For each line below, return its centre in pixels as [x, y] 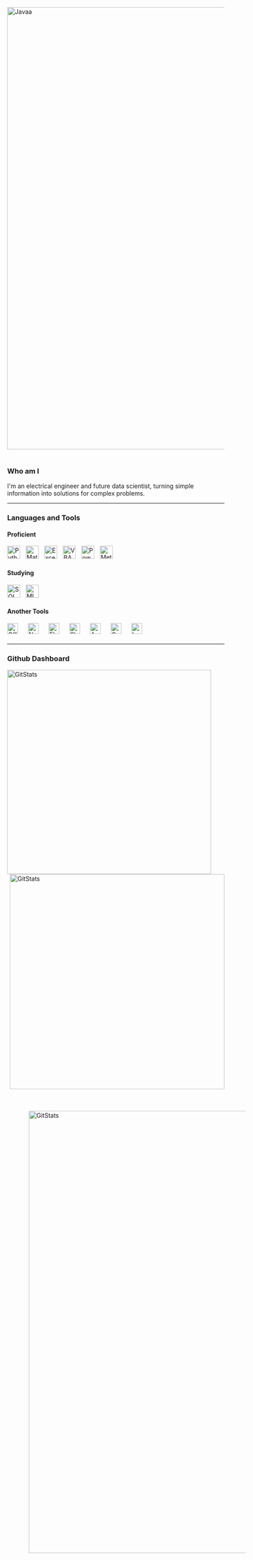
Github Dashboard [39, 658]
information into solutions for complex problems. [76, 494]
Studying [21, 573]
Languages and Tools [44, 518]
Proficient [22, 534]
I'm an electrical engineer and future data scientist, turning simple [101, 486]
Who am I [23, 471]
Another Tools [28, 612]
